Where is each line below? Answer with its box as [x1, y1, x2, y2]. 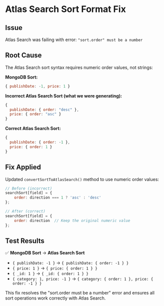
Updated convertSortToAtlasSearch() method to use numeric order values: [5, 176, 160, 182]
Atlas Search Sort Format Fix [5, 3, 126, 15]
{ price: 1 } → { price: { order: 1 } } [12, 265, 98, 271]
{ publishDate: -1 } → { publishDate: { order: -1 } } [12, 260, 129, 266]
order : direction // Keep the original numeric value [14, 218, 131, 223]
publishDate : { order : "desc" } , [9, 107, 79, 112]
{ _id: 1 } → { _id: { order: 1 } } [12, 270, 89, 276]
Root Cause [5, 51, 42, 59]
